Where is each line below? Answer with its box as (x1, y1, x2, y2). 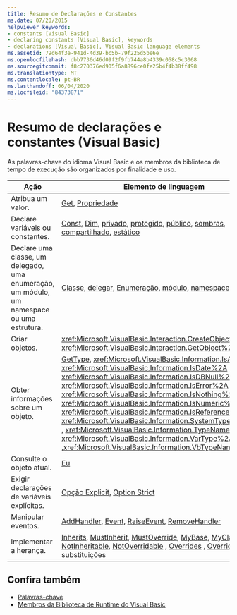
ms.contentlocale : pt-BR (7, 75, 80, 83)
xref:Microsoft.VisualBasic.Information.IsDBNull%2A (61, 372, 235, 382)
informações (11, 394, 53, 404)
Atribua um (11, 194, 48, 204)
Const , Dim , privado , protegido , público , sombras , (61, 219, 226, 229)
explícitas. (11, 501, 44, 511)
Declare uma (11, 243, 53, 253)
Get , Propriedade (61, 198, 119, 208)
